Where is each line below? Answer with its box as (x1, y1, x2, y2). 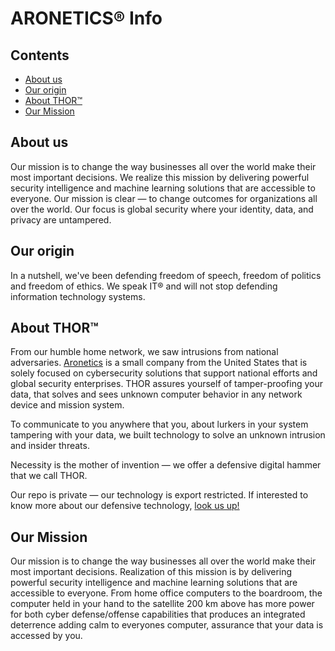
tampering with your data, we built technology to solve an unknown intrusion (10, 429, 326, 441)
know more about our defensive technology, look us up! (10, 500, 240, 512)
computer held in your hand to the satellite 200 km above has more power (10, 598, 315, 610)
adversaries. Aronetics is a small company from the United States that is (10, 357, 308, 369)
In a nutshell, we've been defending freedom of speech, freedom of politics (10, 269, 322, 281)
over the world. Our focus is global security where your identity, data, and (10, 203, 314, 215)
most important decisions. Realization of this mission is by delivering (10, 566, 293, 578)
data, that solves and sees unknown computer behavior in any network (10, 388, 303, 401)
